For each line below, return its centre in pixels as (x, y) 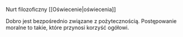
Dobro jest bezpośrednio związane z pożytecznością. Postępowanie (91, 21)
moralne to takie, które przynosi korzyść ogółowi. (67, 28)
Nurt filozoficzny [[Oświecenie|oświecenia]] (61, 9)
